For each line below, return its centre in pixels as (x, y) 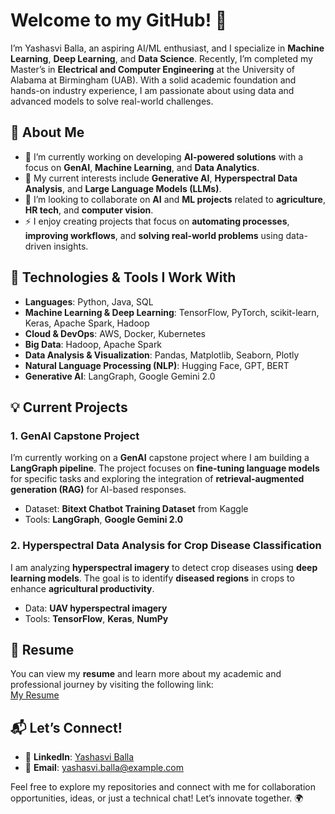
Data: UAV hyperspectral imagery (96, 608)
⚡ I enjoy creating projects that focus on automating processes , (157, 221)
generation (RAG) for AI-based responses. (98, 490)
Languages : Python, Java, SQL (89, 301)
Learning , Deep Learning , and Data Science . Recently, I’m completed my (161, 58)
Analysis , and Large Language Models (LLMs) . (123, 188)
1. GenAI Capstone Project (75, 436)
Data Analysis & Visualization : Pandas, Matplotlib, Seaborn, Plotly (162, 355)
